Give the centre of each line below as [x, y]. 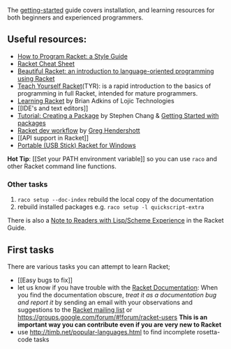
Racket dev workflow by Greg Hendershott [79, 130]
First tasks [31, 250]
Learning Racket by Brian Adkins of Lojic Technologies [96, 101]
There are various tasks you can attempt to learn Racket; [89, 266]
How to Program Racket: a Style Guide [72, 56]
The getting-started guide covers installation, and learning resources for [111, 10]
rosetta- [208, 332]
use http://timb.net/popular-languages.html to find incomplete [106, 332]
